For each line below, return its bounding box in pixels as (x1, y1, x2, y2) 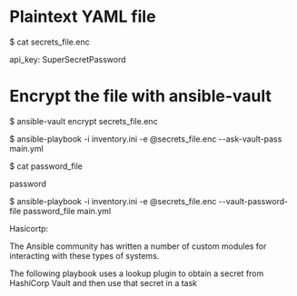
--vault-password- (218, 195, 289, 206)
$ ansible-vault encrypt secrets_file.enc (9, 115, 158, 126)
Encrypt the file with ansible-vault (9, 86, 272, 106)
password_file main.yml (23, 205, 112, 216)
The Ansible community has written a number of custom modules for (9, 241, 267, 252)
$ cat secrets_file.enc (9, 36, 90, 47)
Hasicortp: (9, 222, 49, 233)
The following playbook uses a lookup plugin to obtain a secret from (9, 268, 264, 279)
